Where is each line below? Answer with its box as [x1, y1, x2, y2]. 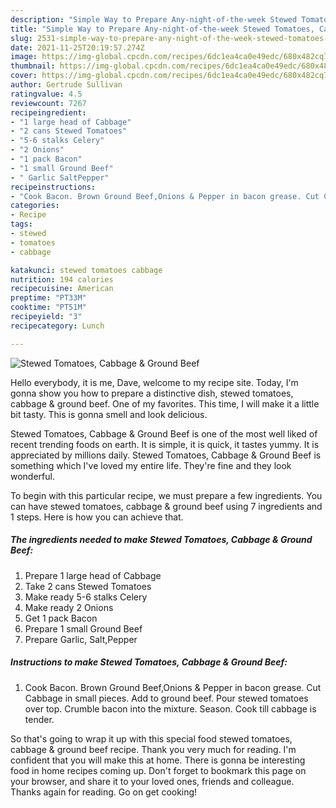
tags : [10, 219, 33, 230]
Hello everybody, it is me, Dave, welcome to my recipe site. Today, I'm [10, 376, 299, 388]
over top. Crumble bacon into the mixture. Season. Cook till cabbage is [24, 702, 317, 715]
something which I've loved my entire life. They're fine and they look [10, 459, 292, 471]
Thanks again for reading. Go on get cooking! [10, 786, 198, 798]
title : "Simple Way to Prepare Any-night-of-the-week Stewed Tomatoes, [10, 24, 315, 34]
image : [10, 52, 38, 62]
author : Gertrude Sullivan [10, 80, 123, 90]
